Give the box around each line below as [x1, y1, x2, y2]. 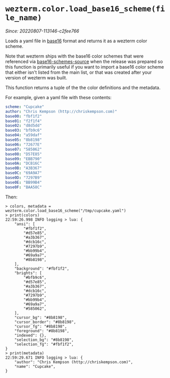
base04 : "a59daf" [5, 133, 42, 138]
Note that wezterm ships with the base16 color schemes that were [5, 53, 144, 59]
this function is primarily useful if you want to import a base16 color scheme [5, 64, 164, 70]
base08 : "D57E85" [5, 152, 42, 157]
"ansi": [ [14, 221, 36, 226]
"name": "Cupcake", [14, 364, 56, 369]
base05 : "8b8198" [5, 137, 42, 142]
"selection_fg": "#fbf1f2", [14, 341, 74, 347]
